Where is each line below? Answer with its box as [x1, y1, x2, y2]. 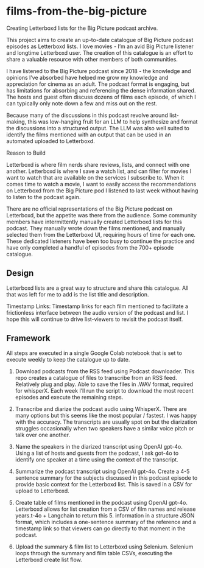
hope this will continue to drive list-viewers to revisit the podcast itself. [6, 315, 183, 323]
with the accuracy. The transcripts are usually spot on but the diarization [15, 418, 197, 426]
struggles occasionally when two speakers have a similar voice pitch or [15, 424, 194, 432]
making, [6, 117, 27, 125]
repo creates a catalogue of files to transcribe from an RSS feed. [15, 374, 178, 381]
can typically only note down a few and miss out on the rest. [6, 99, 157, 107]
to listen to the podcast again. [6, 193, 81, 200]
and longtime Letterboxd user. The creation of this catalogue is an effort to [6, 49, 194, 56]
